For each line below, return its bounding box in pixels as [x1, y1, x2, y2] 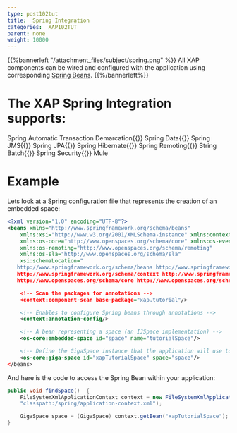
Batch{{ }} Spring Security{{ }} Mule [7, 149, 108, 157]
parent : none [7, 30, 46, 37]
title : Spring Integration [7, 17, 90, 24]
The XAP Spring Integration [7, 96, 171, 111]
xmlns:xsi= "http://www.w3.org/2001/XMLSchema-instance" [20, 231, 188, 238]
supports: [7, 111, 66, 127]
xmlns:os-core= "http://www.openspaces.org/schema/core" [20, 238, 188, 245]
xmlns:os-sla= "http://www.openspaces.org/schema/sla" [20, 251, 181, 258]
